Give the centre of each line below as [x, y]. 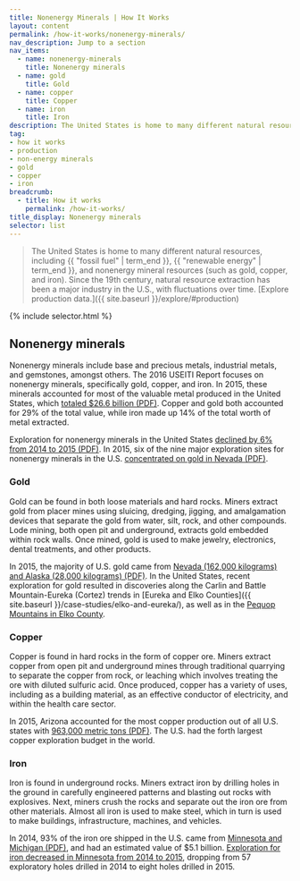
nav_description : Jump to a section [77, 42]
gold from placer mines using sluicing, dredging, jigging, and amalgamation [148, 511]
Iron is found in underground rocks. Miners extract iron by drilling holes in [144, 783]
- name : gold [42, 76]
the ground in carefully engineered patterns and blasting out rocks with [140, 792]
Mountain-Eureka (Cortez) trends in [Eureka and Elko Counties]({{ [130, 595]
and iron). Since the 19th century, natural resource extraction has [150, 279]
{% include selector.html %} [61, 316]
